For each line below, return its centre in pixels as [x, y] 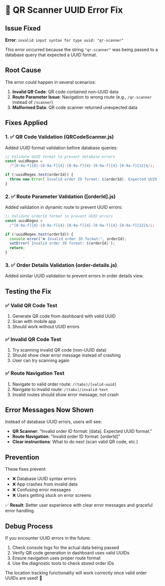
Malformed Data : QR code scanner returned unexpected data [75, 107]
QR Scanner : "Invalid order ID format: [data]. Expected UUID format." [82, 431]
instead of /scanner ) [32, 102]
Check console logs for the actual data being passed [66, 548]
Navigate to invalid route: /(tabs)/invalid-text [60, 389]
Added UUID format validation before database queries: [61, 148]
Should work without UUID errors [46, 326]
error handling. [20, 511]
